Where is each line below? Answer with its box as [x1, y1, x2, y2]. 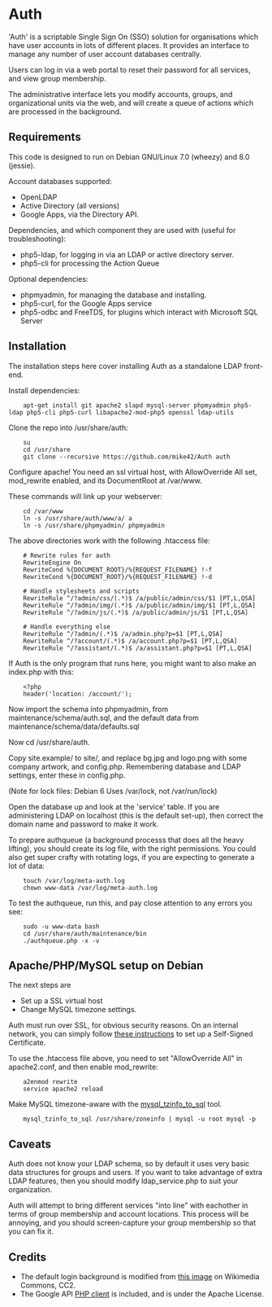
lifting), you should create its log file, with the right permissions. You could [8, 844, 257, 853]
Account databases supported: [8, 176, 112, 186]
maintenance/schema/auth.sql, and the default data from [8, 713, 199, 722]
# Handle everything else [23, 622, 111, 631]
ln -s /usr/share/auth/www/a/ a [23, 514, 132, 522]
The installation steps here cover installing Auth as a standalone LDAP [8, 361, 242, 371]
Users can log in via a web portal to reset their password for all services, [8, 64, 251, 74]
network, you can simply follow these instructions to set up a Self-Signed [8, 1029, 253, 1039]
